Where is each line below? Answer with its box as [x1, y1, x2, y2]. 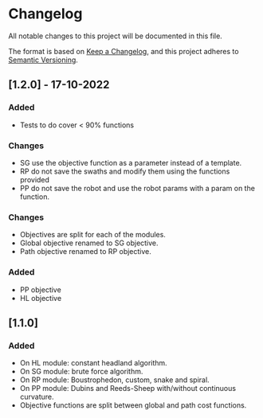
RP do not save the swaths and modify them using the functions [19, 166, 230, 176]
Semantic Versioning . [8, 55, 78, 64]
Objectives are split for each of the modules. [19, 230, 166, 240]
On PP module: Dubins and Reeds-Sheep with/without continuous [19, 384, 237, 393]
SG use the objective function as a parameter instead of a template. [19, 158, 242, 167]
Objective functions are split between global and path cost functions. [19, 400, 247, 410]
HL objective [19, 293, 62, 303]
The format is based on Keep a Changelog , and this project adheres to [8, 46, 239, 56]
